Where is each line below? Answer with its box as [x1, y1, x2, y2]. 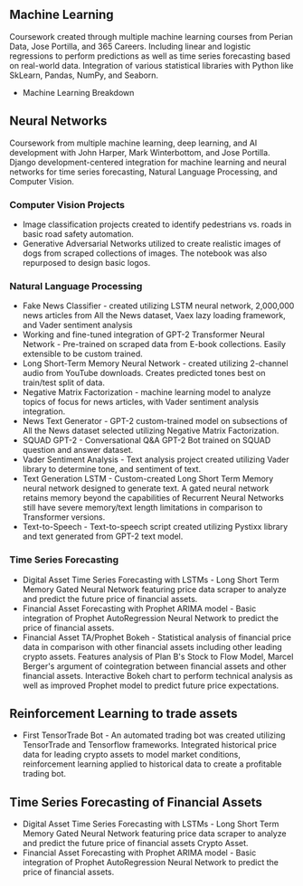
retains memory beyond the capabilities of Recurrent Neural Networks [22, 493, 285, 504]
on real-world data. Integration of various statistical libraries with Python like [9, 60, 294, 71]
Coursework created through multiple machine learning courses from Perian [9, 31, 294, 42]
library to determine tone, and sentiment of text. [22, 464, 202, 475]
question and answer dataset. [22, 445, 134, 456]
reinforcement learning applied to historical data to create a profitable [22, 759, 282, 769]
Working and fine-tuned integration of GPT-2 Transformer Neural [22, 329, 265, 340]
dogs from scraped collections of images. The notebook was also [22, 248, 268, 259]
